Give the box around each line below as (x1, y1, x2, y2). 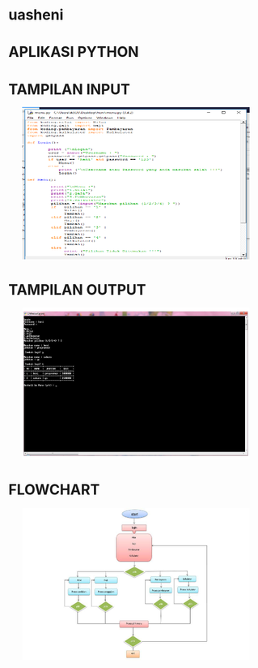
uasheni (8, 6, 64, 24)
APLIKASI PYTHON (8, 43, 139, 62)
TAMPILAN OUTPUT (8, 280, 146, 299)
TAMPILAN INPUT (8, 80, 131, 98)
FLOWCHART (8, 481, 100, 499)
